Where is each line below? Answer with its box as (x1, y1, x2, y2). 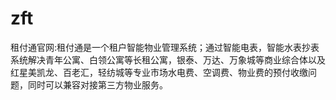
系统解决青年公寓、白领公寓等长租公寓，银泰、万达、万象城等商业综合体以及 (10, 53, 326, 66)
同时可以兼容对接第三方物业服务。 (27, 78, 168, 91)
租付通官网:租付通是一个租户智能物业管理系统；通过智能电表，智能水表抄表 (10, 41, 320, 53)
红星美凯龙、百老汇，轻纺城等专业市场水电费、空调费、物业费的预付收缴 (10, 66, 308, 78)
